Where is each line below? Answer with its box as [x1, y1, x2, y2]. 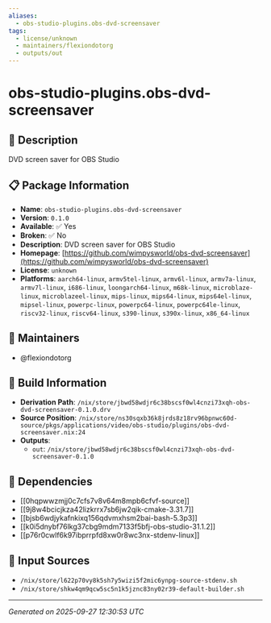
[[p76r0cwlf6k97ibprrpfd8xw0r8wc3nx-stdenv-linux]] [19, 530, 200, 540]
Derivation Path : [19, 397, 76, 407]
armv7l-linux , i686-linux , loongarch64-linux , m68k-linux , [19, 282, 212, 292]
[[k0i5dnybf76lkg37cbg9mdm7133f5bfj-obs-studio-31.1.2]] [19, 521, 216, 532]
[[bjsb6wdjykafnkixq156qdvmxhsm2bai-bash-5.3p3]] [19, 513, 198, 523]
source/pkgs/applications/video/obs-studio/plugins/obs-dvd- [19, 422, 231, 430]
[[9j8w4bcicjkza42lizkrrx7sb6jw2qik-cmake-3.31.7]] [19, 505, 194, 514]
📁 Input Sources [8, 554, 90, 567]
